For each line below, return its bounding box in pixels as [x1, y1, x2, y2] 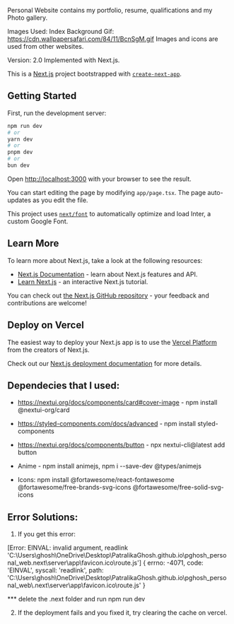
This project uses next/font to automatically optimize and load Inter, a [7, 209, 211, 218]
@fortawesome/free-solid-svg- [132, 483, 224, 492]
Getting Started [7, 90, 77, 102]
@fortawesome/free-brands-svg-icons [17, 483, 131, 492]
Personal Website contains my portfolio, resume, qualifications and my [7, 6, 213, 14]
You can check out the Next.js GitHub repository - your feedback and [7, 291, 210, 300]
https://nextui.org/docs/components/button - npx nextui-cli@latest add [17, 441, 226, 449]
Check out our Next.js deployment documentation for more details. [7, 359, 202, 367]
